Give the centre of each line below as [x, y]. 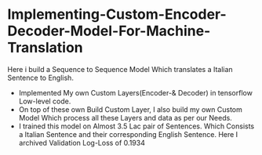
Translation [45, 48]
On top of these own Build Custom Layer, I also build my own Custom [130, 109]
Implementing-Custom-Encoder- [117, 14]
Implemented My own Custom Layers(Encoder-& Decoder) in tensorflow [135, 92]
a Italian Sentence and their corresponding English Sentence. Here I [128, 134]
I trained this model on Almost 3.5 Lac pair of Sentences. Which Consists [136, 126]
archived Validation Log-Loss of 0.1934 [82, 142]
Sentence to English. [40, 77]
